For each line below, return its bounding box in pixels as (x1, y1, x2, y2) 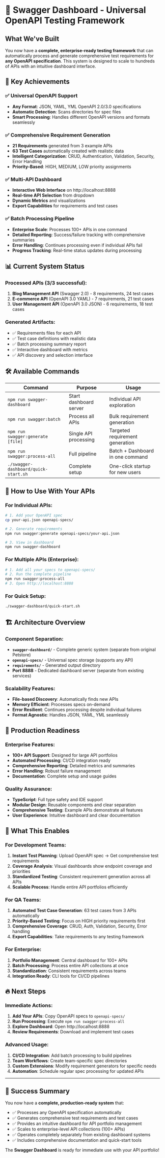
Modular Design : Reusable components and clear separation (12, 802, 136, 808)
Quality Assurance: (5, 785, 53, 792)
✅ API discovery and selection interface (12, 352, 93, 358)
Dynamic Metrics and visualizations (12, 198, 86, 204)
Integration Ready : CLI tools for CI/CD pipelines (12, 973, 110, 979)
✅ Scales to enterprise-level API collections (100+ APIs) (12, 1126, 125, 1132)
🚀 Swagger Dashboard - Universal (5, 4, 146, 16)
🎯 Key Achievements (5, 77, 70, 86)
